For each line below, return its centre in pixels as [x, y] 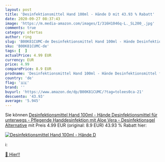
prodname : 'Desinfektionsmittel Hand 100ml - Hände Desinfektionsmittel [81, 74]
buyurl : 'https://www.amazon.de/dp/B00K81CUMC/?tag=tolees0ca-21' [74, 92]
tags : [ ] [16, 51]
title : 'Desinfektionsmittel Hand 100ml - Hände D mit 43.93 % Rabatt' [80, 14]
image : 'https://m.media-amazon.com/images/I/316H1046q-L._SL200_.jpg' [80, 23]
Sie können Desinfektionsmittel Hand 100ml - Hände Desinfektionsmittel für [81, 115]
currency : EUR [20, 60]
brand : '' [15, 87]
